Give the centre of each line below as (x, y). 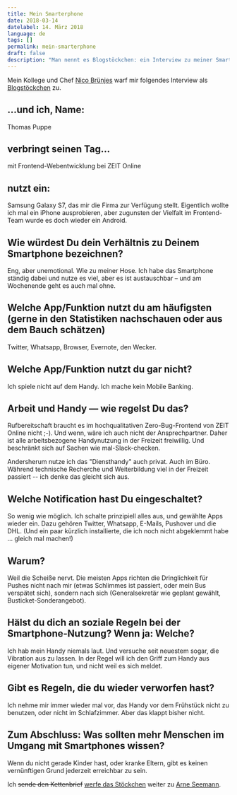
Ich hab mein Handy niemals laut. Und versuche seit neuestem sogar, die (113, 651)
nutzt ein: (29, 188)
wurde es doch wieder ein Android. (76, 221)
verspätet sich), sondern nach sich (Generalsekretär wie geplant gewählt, (114, 593)
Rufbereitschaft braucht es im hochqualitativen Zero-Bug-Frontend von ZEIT (118, 426)
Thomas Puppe (29, 127)
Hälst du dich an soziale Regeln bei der (94, 623)
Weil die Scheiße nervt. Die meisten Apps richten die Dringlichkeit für (108, 578)
